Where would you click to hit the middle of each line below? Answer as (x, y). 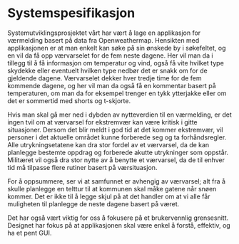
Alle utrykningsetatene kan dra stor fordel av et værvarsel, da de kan (108, 144)
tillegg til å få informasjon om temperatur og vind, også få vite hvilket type (116, 63)
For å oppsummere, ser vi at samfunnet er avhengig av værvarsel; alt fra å (117, 181)
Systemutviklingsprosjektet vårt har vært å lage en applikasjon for (104, 33)
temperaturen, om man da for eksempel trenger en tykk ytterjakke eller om (117, 93)
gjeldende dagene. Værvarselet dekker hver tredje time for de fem (105, 78)
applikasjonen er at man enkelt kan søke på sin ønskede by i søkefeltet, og (117, 48)
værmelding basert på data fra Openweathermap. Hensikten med (103, 40)
